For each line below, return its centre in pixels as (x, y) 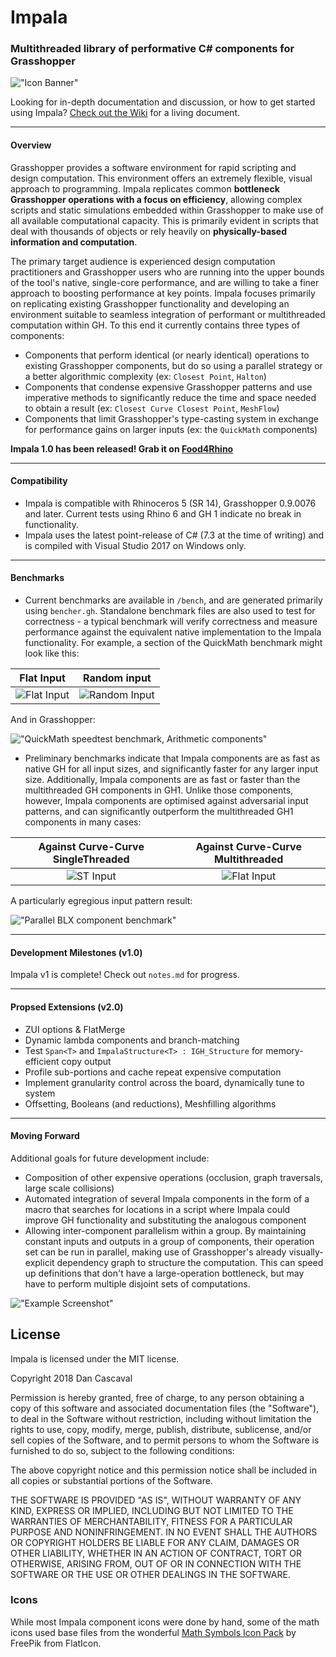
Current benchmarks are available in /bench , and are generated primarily (173, 600)
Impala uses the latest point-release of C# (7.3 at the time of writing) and (174, 535)
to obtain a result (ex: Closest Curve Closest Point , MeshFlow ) (152, 408)
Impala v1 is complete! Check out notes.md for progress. (125, 975)
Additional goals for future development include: (110, 1158)
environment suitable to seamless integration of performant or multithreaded (168, 314)
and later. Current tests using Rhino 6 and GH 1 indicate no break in (163, 513)
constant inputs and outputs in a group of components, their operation (169, 1241)
